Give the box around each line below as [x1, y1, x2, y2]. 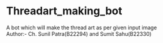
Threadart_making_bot [6, 4, 122, 18]
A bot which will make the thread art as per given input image [6, 24, 157, 31]
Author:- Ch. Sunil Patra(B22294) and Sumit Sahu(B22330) [6, 30, 152, 37]
